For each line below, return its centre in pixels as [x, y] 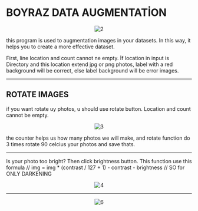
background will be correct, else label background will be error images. [93, 70]
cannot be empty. [27, 115]
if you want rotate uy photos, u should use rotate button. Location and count [99, 108]
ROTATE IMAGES [37, 95]
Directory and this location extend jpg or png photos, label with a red [89, 64]
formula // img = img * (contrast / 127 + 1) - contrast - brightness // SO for [95, 167]
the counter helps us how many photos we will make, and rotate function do [98, 138]
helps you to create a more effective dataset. [60, 47]
